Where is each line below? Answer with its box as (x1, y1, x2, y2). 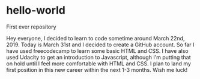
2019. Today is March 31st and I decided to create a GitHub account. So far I (6, 41, 195, 48)
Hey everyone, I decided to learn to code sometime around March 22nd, (6, 34, 185, 42)
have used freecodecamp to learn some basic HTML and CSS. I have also (6, 47, 189, 54)
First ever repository (6, 23, 56, 30)
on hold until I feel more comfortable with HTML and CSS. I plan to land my (6, 60, 191, 67)
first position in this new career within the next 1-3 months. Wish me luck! (6, 66, 188, 73)
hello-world (6, 4, 66, 17)
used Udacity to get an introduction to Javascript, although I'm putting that (6, 53, 191, 61)
